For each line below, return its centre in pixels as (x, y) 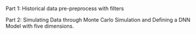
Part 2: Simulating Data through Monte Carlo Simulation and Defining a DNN (98, 20)
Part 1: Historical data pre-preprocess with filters (65, 8)
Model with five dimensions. (40, 26)
